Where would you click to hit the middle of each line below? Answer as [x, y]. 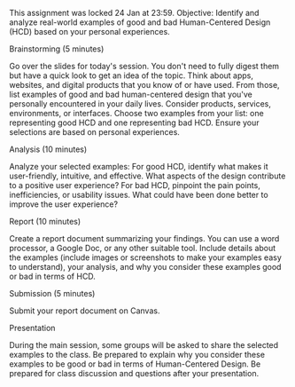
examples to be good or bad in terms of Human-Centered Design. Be [135, 364]
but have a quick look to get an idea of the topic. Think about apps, [132, 75]
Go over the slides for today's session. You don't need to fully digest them [144, 66]
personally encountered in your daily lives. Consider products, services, [140, 104]
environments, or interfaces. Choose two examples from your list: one [136, 113]
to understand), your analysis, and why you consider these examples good [145, 267]
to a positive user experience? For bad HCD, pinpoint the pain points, [135, 185]
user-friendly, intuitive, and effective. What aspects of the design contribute [147, 176]
